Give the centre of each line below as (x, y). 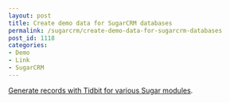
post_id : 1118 (32, 38)
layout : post (30, 16)
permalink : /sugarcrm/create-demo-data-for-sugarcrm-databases (115, 30)
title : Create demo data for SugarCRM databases (90, 23)
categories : (28, 46)
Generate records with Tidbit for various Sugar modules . (101, 90)
